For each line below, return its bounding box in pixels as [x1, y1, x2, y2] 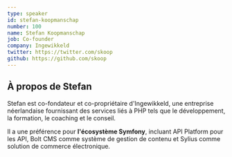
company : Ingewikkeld [7, 42, 70, 49]
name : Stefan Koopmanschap [7, 29, 85, 37]
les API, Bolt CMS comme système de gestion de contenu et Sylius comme [7, 134, 221, 142]
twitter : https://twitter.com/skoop [7, 49, 113, 56]
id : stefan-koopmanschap [7, 17, 79, 24]
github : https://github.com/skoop [7, 55, 107, 62]
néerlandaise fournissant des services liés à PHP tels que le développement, [7, 107, 226, 115]
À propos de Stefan [7, 81, 92, 93]
